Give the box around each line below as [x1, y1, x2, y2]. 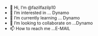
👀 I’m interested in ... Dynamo [9, 10, 70, 16]
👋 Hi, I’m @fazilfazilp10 [9, 5, 56, 10]
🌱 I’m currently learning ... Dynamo [9, 15, 80, 20]
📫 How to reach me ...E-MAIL [9, 26, 71, 31]
